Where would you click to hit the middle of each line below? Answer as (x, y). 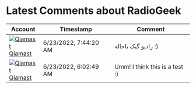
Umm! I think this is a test (149, 66)
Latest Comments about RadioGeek (94, 11)
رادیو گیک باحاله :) (136, 46)
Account (23, 29)
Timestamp (76, 29)
